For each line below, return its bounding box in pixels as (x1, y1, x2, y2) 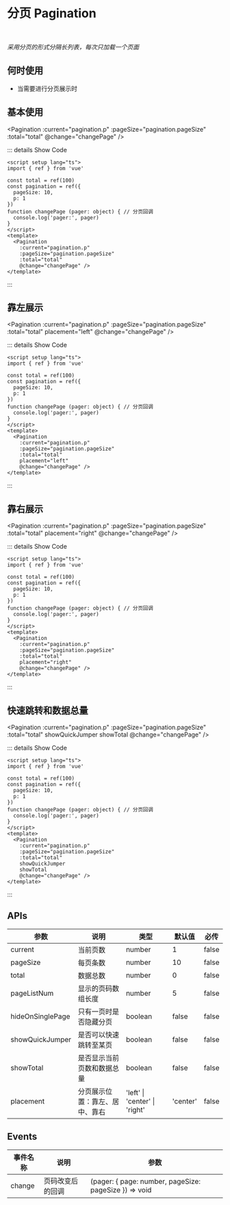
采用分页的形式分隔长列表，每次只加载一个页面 (7, 43, 139, 51)
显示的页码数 (77, 983, 120, 993)
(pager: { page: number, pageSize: (90, 1176, 201, 1186)
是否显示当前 (77, 1053, 120, 1062)
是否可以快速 (77, 1029, 120, 1039)
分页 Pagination (7, 5, 97, 21)
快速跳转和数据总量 (7, 704, 88, 716)
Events (7, 1131, 38, 1143)
